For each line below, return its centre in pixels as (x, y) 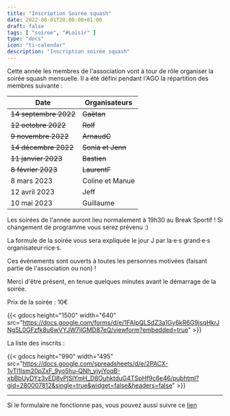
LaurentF (97, 170)
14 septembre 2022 (43, 114)
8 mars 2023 (31, 181)
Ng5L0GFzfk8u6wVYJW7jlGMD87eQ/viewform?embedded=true (98, 330)
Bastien (94, 158)
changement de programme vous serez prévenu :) (78, 227)
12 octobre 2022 (38, 125)
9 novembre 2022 (40, 136)
